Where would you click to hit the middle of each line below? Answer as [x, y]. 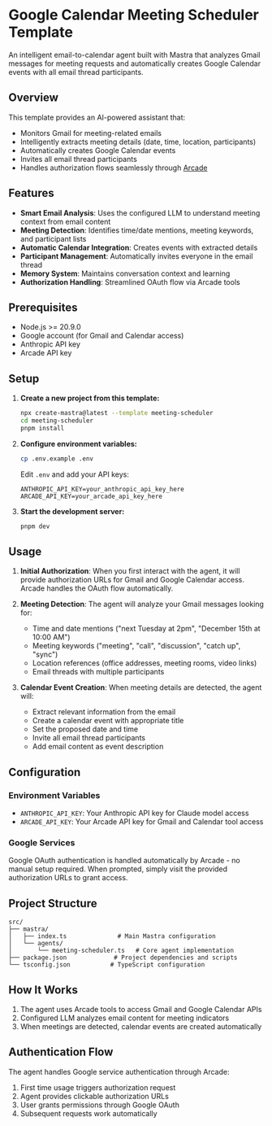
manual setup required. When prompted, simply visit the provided [118, 869]
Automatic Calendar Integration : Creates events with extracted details [139, 247]
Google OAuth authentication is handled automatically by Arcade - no [125, 861]
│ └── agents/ [36, 944]
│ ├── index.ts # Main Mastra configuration [112, 936]
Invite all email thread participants [89, 738]
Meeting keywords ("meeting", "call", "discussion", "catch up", [136, 646]
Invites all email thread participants [79, 159]
